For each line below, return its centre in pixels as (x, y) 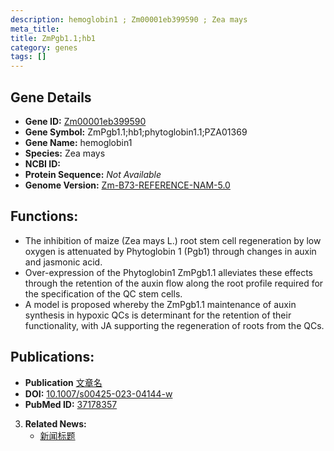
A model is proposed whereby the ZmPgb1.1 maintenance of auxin (160, 304)
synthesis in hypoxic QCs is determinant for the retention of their (158, 315)
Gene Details (51, 97)
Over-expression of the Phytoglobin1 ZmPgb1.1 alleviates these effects (168, 272)
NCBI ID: (43, 163)
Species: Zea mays (65, 153)
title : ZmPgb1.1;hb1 (53, 38)
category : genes (44, 47)
